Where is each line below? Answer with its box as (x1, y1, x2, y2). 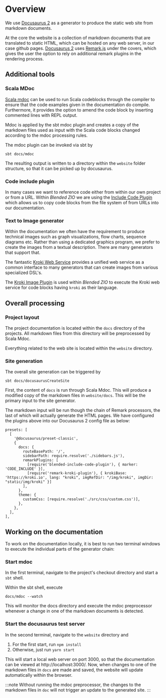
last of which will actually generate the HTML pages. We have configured (5, 412, 154, 418)
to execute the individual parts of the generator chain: (5, 546, 115, 552)
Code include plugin (5, 177, 54, 184)
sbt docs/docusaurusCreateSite (5, 378, 70, 384)
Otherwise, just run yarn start (12, 646, 75, 652)
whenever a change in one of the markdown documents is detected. (5, 608, 144, 614)
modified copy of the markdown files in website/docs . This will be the (5, 393, 146, 399)
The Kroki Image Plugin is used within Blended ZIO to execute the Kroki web (5, 279, 160, 286)
